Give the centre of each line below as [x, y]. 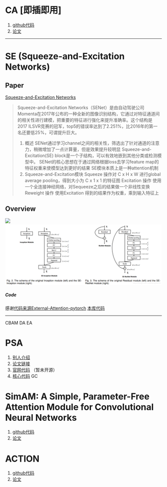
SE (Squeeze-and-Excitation [65, 57]
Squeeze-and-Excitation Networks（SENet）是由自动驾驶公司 [81, 107]
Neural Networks [41, 417]
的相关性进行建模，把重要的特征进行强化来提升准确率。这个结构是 [85, 120]
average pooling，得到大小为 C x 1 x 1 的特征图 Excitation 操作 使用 [93, 180]
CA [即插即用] [33, 10]
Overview [21, 209]
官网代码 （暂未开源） [35, 370]
